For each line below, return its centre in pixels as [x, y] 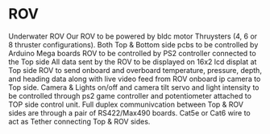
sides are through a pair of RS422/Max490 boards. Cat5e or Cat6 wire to [130, 112]
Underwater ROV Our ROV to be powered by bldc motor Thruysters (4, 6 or [133, 36]
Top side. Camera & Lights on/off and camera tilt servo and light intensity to [134, 87]
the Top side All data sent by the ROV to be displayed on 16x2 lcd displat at [133, 62]
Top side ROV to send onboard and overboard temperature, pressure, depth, [135, 70]
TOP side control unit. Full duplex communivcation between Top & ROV [126, 104]
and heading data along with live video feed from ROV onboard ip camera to [135, 79]
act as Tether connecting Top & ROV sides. [79, 121]
